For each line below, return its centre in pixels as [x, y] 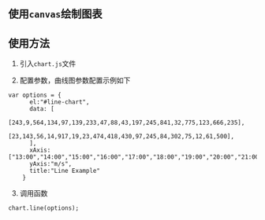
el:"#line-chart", [59, 102]
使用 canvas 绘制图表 [55, 14]
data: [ [42, 109]
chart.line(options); [44, 208]
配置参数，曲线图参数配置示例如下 [75, 80]
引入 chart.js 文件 [48, 64]
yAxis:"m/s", [50, 164]
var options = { [35, 95]
